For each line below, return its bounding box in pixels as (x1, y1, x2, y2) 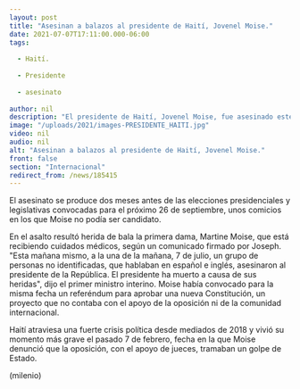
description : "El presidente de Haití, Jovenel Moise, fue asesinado (9, 112, 274, 121)
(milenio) (9, 370, 42, 381)
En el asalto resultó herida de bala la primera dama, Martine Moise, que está (9, 231, 289, 242)
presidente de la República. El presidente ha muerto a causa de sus (9, 269, 257, 280)
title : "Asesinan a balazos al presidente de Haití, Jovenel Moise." (9, 21, 274, 30)
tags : (9, 37, 29, 47)
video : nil (9, 129, 50, 138)
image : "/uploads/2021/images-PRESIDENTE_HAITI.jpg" (9, 121, 210, 130)
